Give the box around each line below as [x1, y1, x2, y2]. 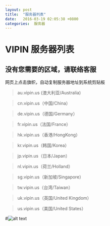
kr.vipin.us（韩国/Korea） [17, 142, 69, 149]
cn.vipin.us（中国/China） [17, 100, 71, 107]
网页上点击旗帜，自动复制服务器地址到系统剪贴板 [5, 79, 105, 85]
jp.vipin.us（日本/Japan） [17, 153, 70, 159]
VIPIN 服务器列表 [5, 44, 74, 55]
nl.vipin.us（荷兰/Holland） [17, 164, 73, 169]
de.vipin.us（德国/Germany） [17, 111, 78, 117]
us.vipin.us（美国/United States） [17, 206, 86, 212]
